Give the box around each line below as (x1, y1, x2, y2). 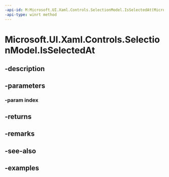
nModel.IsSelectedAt (5, 44, 95, 56)
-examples (5, 163, 39, 172)
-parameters (5, 82, 45, 90)
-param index (5, 97, 39, 104)
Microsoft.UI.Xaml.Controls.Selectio (5, 34, 160, 45)
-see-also (5, 147, 36, 155)
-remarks (5, 130, 35, 138)
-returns (5, 112, 32, 121)
